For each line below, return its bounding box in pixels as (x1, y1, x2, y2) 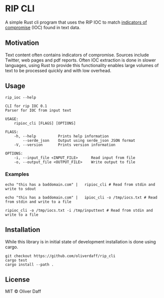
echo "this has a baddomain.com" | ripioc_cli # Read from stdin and (5, 182, 155, 187)
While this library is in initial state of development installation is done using (5, 238, 156, 244)
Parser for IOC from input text (5, 108, 71, 113)
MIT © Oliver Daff (5, 289, 41, 295)
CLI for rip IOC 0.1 (5, 103, 48, 108)
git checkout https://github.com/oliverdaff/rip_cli (5, 253, 116, 259)
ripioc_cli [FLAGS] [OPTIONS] (14, 121, 76, 126)
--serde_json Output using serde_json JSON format (23, 138, 135, 143)
